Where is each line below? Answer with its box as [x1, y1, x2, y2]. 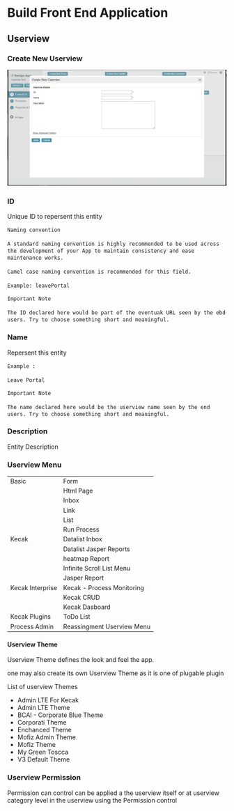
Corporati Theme [17, 718, 67, 727]
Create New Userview [7, 54, 83, 63]
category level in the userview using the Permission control [7, 796, 178, 804]
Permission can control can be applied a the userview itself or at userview [7, 789, 219, 797]
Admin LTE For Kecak [17, 696, 79, 704]
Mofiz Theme [17, 741, 56, 749]
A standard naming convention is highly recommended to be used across [7, 240, 219, 248]
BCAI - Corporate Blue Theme [17, 711, 104, 719]
